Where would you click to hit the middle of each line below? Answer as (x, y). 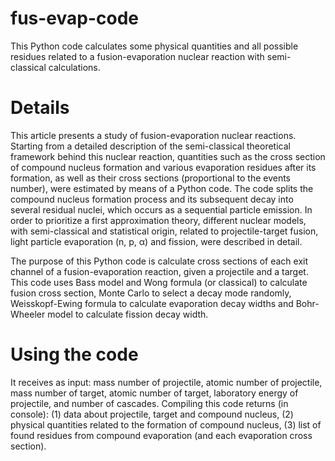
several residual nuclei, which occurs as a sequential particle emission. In (161, 209)
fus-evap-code (75, 18)
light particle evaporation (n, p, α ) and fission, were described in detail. (156, 241)
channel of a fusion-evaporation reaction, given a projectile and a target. (159, 271)
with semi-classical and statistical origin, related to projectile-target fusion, (164, 231)
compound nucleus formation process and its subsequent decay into (152, 199)
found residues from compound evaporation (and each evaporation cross (161, 435)
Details (40, 108)
